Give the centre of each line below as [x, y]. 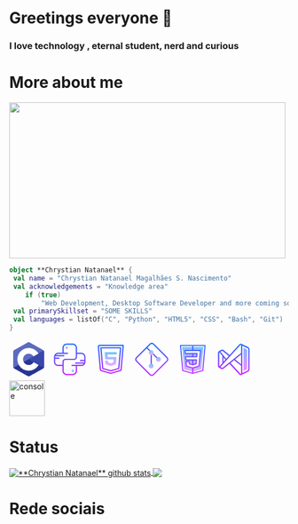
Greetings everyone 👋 [91, 18]
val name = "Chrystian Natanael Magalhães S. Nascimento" [122, 278]
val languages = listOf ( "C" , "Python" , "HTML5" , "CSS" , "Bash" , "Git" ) [148, 320]
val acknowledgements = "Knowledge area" [90, 286]
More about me [66, 83]
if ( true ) [43, 295]
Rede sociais [57, 508]
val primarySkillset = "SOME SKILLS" [82, 311]
